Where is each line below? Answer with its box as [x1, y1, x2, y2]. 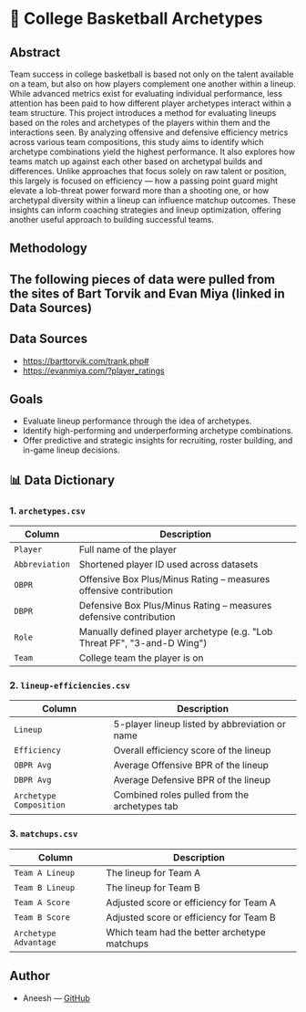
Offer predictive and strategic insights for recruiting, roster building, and [22, 435, 293, 446]
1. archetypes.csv [9, 504, 87, 516]
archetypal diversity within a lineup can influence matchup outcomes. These [9, 195, 296, 205]
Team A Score [14, 897, 71, 907]
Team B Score [14, 912, 71, 923]
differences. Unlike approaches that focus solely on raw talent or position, [9, 166, 287, 176]
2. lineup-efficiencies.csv [9, 679, 130, 692]
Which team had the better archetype [106, 925, 266, 938]
